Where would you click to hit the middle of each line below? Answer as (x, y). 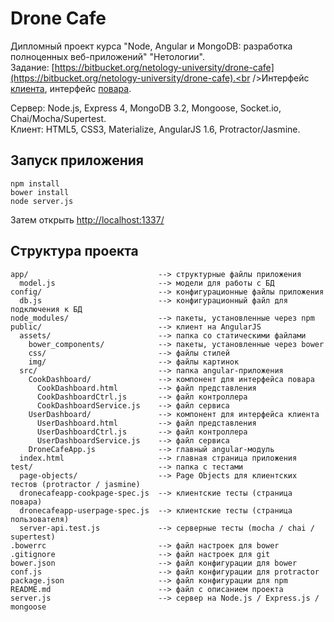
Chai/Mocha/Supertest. (58, 118)
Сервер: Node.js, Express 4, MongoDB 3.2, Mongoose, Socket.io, (146, 108)
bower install (40, 192)
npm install (35, 183)
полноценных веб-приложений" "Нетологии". (107, 56)
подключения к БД (46, 309)
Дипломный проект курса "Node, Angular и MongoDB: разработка (151, 46)
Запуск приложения (77, 160)
